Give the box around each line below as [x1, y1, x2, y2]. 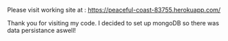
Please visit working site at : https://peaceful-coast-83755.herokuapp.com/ [7, 6, 221, 14]
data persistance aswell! [7, 27, 76, 34]
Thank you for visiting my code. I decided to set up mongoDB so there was [7, 19, 219, 27]
